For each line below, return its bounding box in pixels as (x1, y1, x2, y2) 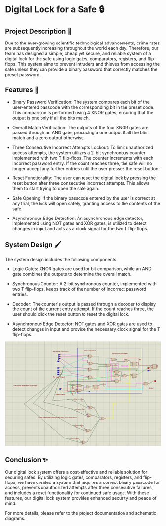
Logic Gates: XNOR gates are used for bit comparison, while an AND (12, 265, 152, 272)
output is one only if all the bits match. (12, 115, 90, 121)
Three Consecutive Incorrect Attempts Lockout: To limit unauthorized (12, 144, 153, 150)
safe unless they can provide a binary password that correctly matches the (5, 66, 158, 72)
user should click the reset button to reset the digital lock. (12, 311, 130, 317)
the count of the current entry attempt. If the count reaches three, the (12, 306, 154, 312)
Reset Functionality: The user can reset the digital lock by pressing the (12, 175, 156, 181)
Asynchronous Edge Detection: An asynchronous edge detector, (12, 215, 144, 221)
